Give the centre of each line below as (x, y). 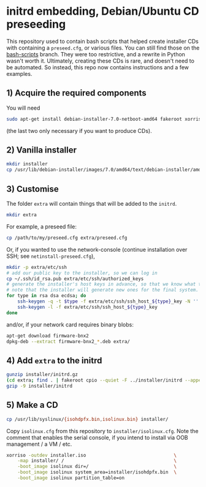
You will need (23, 108)
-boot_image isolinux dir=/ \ (97, 467)
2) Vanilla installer (42, 150)
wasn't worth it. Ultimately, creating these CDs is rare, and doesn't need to (101, 61)
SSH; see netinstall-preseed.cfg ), (51, 256)
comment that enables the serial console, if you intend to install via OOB (97, 437)
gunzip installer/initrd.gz (42, 375)
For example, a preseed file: (41, 226)
